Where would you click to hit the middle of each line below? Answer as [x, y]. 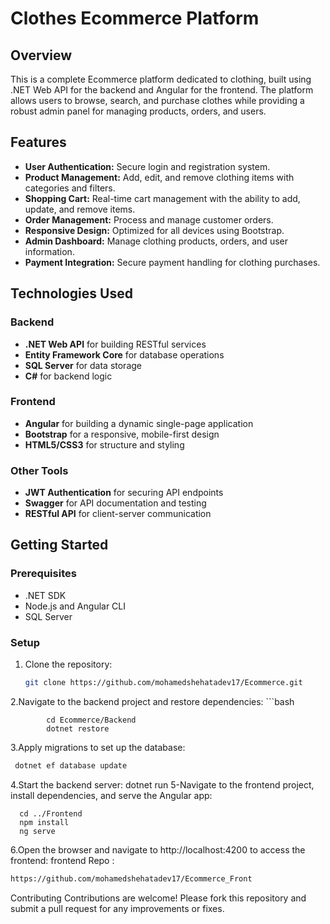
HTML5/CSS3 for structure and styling [104, 444]
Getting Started [59, 545]
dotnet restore [78, 728]
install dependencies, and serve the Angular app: [111, 795]
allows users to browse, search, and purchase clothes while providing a [157, 100]
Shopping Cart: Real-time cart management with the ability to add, [162, 198]
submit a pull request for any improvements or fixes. [117, 908]
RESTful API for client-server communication [118, 514]
